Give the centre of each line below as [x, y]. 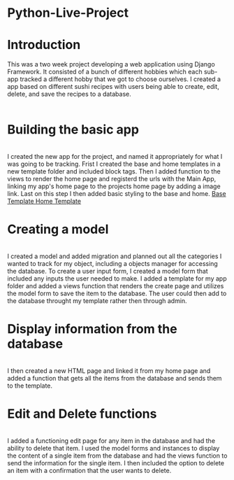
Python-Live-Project [68, 13]
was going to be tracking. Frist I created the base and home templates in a [114, 164]
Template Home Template [44, 202]
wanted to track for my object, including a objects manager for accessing [112, 263]
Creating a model [58, 230]
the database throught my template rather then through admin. [97, 301]
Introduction [44, 45]
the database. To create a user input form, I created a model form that [108, 271]
